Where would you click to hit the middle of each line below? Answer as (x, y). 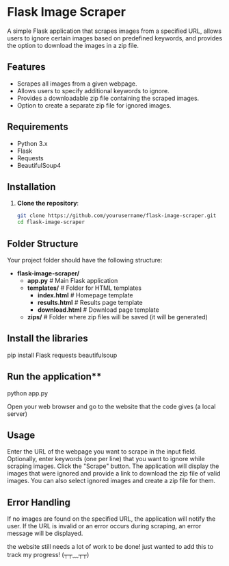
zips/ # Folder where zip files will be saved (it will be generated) (118, 317)
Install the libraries (48, 339)
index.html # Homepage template (85, 295)
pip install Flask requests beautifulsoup (62, 355)
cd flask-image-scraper (51, 222)
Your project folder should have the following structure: (85, 260)
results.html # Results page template (90, 302)
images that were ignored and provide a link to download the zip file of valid (114, 473)
